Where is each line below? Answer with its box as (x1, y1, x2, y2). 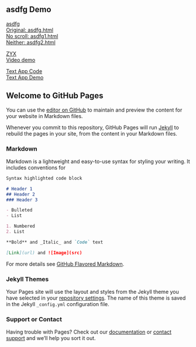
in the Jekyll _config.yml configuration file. (6, 300, 109, 307)
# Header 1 (6, 186, 33, 192)
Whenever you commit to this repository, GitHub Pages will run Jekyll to (6, 124, 180, 131)
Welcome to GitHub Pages (6, 91, 104, 101)
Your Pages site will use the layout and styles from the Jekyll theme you (6, 288, 180, 295)
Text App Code (6, 67, 43, 75)
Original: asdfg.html (6, 26, 54, 33)
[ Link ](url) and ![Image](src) (6, 249, 82, 256)
